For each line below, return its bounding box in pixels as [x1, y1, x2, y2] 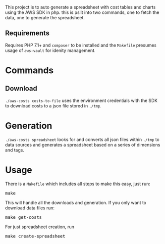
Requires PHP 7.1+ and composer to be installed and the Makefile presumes [5, 42, 157, 48]
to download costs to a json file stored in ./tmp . [5, 102, 102, 108]
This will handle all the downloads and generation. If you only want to [5, 199, 147, 205]
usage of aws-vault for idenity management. [5, 47, 96, 53]
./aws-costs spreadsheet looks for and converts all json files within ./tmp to [5, 136, 160, 143]
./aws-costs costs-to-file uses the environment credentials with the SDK [5, 98, 158, 103]
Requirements [5, 29, 50, 38]
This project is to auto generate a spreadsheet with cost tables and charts [5, 4, 156, 10]
